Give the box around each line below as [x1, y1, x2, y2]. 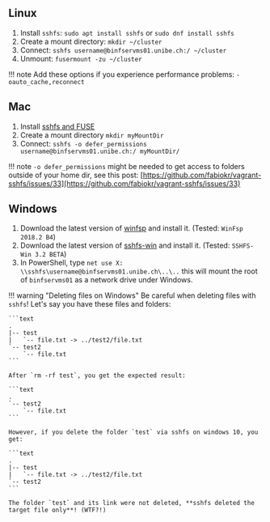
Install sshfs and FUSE [19, 121, 95, 131]
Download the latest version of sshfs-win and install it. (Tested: [19, 240, 230, 250]
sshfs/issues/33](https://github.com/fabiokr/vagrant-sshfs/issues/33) [8, 178, 241, 189]
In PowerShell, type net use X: [19, 258, 124, 268]
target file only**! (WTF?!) [8, 506, 107, 515]
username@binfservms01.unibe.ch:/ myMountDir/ [19, 147, 180, 155]
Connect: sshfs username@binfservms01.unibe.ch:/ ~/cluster [19, 45, 227, 55]
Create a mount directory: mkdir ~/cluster [19, 36, 163, 46]
